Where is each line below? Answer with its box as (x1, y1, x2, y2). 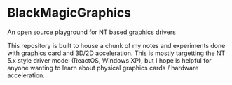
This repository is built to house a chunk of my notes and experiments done (7, 41, 226, 49)
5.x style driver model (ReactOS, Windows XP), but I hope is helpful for (7, 56, 212, 64)
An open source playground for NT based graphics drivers (7, 28, 177, 36)
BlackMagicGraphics (7, 5, 132, 21)
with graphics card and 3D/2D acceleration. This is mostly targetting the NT (7, 49, 226, 57)
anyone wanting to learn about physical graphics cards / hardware (7, 63, 199, 72)
